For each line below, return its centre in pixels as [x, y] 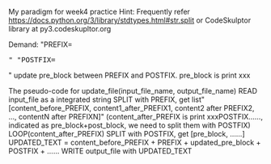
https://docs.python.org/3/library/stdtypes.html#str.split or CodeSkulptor [130, 20]
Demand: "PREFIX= [40, 44]
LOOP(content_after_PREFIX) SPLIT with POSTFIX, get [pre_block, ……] [127, 134]
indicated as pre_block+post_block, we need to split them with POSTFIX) [129, 125]
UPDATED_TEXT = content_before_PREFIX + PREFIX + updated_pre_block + [135, 142]
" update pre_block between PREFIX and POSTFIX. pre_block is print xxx [129, 75]
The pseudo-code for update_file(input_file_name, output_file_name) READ [133, 91]
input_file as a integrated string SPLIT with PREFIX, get [99, 99]
